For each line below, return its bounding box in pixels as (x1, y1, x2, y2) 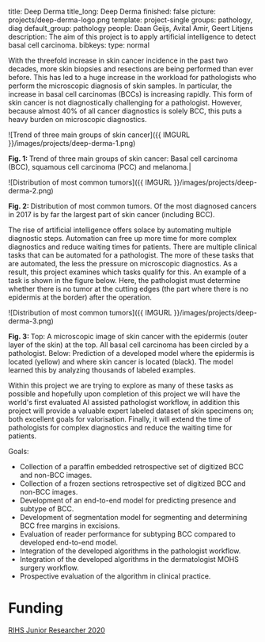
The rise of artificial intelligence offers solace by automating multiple (8, 225, 232, 235)
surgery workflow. (19, 563, 79, 572)
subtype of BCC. (19, 504, 74, 514)
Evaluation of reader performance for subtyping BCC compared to (19, 529, 236, 538)
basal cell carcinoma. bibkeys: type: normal (8, 40, 150, 50)
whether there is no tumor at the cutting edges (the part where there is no (8, 285, 249, 293)
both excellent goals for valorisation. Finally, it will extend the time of (8, 415, 232, 423)
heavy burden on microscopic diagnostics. (8, 115, 147, 124)
